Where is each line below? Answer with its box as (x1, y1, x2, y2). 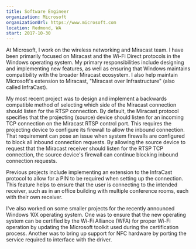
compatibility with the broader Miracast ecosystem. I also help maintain (6, 71, 178, 79)
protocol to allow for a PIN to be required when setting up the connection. (6, 175, 183, 182)
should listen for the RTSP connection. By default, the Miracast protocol (6, 108, 179, 115)
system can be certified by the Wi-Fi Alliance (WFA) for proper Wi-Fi (6, 217, 171, 224)
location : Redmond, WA (6, 25, 61, 31)
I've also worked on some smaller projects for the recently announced (6, 205, 175, 212)
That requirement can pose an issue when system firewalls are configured (6, 132, 185, 139)
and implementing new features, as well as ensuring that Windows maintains (6, 65, 191, 72)
